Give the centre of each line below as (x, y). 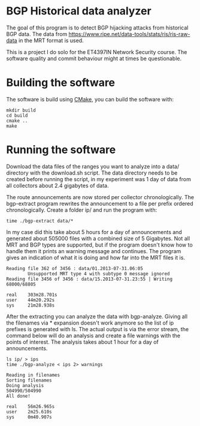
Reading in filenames (33, 375)
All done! (19, 396)
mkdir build (21, 110)
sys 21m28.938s (31, 305)
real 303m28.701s (32, 295)
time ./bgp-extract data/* (40, 221)
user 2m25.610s (29, 412)
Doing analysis (25, 385)
